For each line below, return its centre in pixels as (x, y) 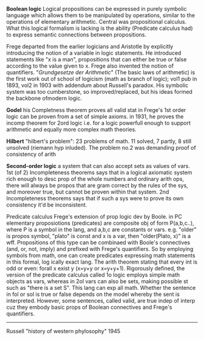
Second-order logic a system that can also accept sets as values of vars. (98, 166)
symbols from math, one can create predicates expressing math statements (101, 255)
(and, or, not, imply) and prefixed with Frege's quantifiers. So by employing (100, 249)
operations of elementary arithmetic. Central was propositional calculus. (97, 22)
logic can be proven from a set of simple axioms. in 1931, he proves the (95, 116)
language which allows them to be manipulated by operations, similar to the (101, 15)
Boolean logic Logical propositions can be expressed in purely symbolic (97, 9)
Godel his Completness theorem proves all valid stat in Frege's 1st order (96, 110)
